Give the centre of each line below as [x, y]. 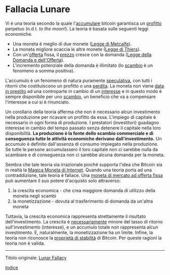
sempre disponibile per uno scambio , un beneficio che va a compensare [80, 97]
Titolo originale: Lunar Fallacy [36, 258]
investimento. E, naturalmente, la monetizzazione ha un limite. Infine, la [79, 232]
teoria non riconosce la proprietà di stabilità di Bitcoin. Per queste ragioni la [83, 238]
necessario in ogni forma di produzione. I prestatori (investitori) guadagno [82, 122]
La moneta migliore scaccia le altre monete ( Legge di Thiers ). [76, 49]
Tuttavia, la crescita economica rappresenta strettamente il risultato [76, 216]
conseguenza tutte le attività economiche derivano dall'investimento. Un [83, 139]
